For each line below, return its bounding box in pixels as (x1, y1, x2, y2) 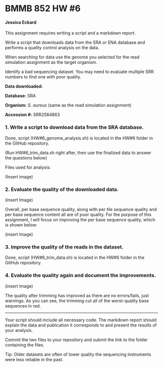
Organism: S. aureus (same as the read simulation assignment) (5, 102, 132, 108)
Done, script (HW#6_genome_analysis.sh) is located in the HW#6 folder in (5, 135, 153, 141)
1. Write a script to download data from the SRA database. (5, 124, 144, 131)
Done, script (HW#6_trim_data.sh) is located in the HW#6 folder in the (5, 254, 145, 261)
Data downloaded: (5, 83, 43, 89)
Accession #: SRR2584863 (5, 112, 60, 117)
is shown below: (5, 222, 37, 228)
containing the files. (5, 342, 45, 348)
